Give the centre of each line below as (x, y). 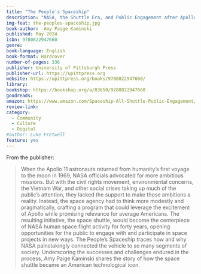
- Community (27, 118)
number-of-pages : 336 (33, 62)
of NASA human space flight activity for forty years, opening (95, 227)
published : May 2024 (32, 34)
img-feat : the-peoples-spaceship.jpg (53, 23)
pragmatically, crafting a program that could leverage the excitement (105, 207)
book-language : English (36, 51)
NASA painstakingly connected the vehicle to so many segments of (104, 245)
